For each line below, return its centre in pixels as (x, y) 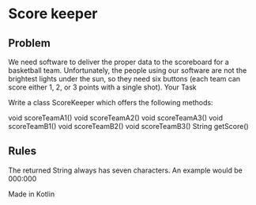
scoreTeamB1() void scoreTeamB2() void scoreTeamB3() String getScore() (128, 126)
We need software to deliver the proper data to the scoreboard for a (119, 62)
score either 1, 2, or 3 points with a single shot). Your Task (103, 87)
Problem (30, 43)
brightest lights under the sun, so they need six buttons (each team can (124, 79)
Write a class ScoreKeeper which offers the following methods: (111, 102)
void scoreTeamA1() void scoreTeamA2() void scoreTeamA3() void (116, 118)
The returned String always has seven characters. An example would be (125, 170)
